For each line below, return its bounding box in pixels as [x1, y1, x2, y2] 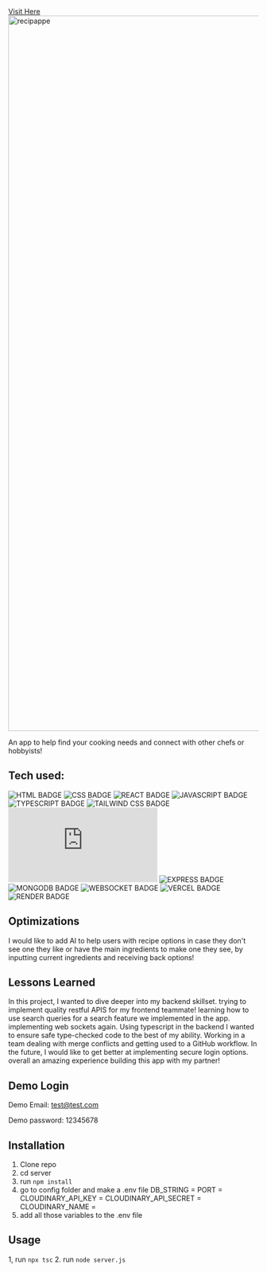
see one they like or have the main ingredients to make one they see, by [8, 944, 244, 954]
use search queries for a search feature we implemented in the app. [8, 1013, 230, 1023]
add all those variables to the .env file [19, 1211, 143, 1220]
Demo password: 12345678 [8, 1115, 99, 1125]
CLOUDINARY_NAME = [19, 1202, 97, 1212]
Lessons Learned [8, 976, 95, 990]
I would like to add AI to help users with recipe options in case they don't [8, 936, 246, 945]
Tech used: [8, 769, 65, 783]
